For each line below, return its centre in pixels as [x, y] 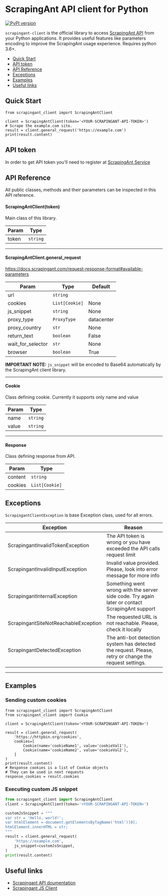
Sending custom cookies [36, 700]
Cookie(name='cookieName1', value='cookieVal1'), [76, 746]
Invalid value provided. [133, 563]
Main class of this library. [31, 218]
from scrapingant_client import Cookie [47, 715]
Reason [133, 527]
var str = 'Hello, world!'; [34, 818]
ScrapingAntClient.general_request [43, 258]
